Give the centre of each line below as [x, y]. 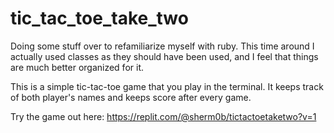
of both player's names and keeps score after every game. [131, 97]
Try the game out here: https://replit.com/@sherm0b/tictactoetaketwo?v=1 [163, 116]
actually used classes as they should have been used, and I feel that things [164, 56]
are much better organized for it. [77, 67]
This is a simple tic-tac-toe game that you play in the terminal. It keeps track [167, 86]
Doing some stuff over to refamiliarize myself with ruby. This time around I [162, 46]
